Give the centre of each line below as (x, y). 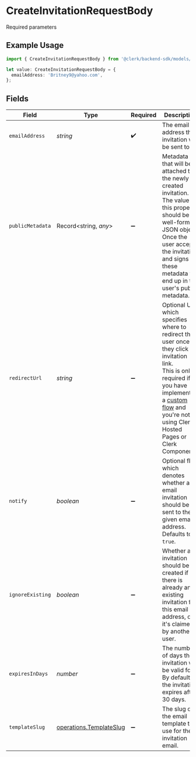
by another (177, 632)
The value (176, 200)
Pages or (174, 437)
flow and (174, 407)
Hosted (172, 430)
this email (175, 609)
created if (175, 573)
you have (175, 386)
